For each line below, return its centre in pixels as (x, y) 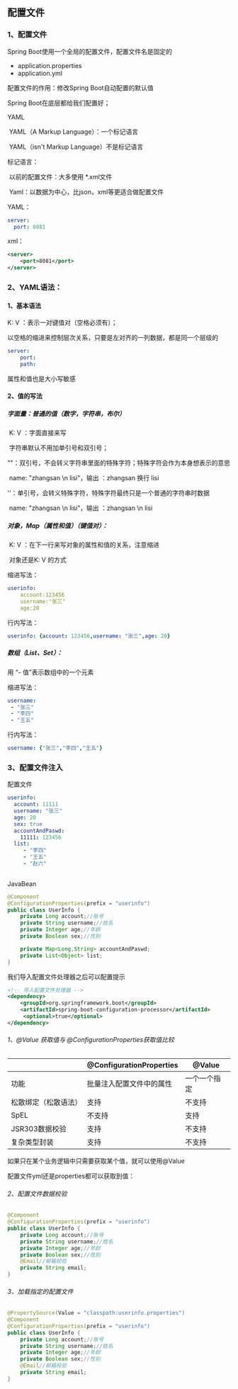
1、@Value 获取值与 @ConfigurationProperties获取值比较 (91, 1040)
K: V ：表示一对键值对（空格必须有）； (62, 323)
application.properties (50, 65)
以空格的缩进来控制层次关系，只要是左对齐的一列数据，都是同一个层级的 (113, 338)
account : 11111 (36, 805)
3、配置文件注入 (35, 767)
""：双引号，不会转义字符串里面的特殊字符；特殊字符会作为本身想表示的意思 (119, 463)
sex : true (28, 824)
